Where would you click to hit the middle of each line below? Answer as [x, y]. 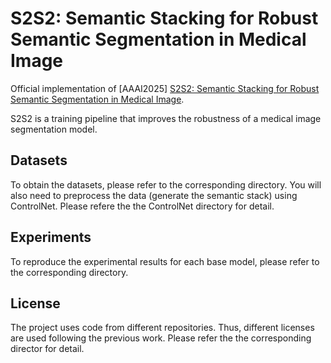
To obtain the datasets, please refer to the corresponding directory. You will [166, 184]
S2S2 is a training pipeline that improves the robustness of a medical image [166, 118]
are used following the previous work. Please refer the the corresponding [161, 338]
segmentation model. [54, 129]
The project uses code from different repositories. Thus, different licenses [162, 328]
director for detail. [47, 349]
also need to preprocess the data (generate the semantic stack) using [154, 195]
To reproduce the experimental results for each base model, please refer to [165, 261]
